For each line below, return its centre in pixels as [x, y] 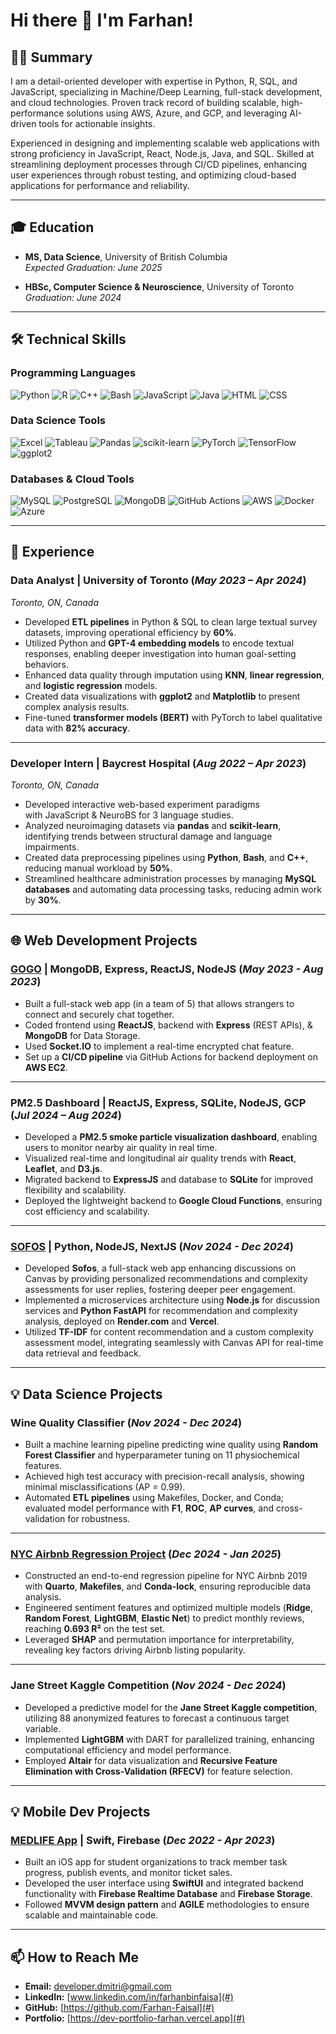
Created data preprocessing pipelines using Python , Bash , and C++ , [166, 858]
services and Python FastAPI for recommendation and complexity [161, 1311]
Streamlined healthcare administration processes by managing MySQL [170, 879]
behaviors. [46, 664]
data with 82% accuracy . [77, 728]
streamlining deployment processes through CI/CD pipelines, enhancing [159, 164]
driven [23, 123]
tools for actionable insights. [97, 123]
